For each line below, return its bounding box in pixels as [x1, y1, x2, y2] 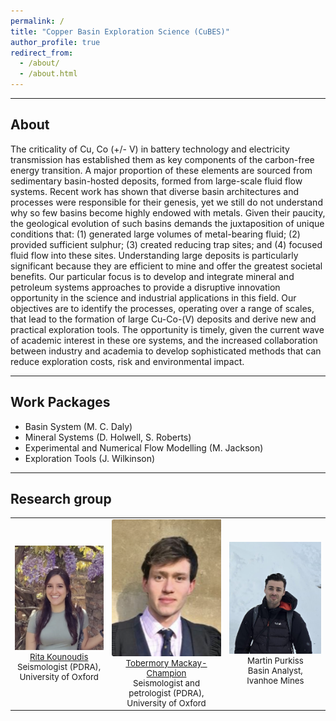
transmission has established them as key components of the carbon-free [10, 153, 315, 165]
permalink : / [10, 16, 65, 26]
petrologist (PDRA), [128, 687, 205, 699]
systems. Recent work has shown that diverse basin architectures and [10, 185, 299, 197]
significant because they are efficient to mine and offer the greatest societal [10, 260, 323, 272]
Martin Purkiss [246, 655, 304, 666]
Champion [146, 667, 187, 679]
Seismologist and [132, 677, 201, 689]
